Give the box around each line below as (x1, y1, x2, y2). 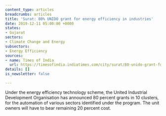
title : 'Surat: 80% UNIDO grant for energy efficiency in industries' (5, 16, 154, 21)
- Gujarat (5, 30, 26, 35)
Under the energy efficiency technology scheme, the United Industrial (5, 89, 147, 95)
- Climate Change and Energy (5, 39, 65, 44)
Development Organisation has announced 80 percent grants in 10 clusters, (5, 94, 159, 100)
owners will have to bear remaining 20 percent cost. (5, 105, 111, 111)
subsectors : (5, 44, 30, 49)
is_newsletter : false (5, 72, 50, 77)
